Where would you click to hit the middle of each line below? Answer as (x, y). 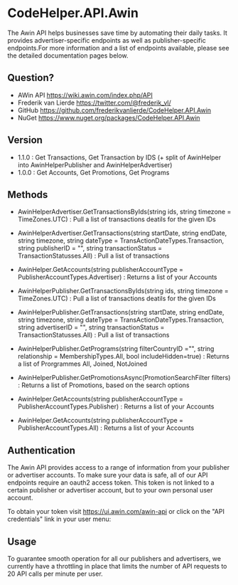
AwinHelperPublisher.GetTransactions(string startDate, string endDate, (121, 312)
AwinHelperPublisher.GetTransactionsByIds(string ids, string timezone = (123, 291)
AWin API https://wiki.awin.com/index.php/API (85, 95)
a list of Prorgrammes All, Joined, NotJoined (82, 364)
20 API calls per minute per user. (55, 574)
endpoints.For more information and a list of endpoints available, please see (118, 48)
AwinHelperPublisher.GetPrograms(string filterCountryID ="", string (116, 349)
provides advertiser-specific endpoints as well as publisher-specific (107, 40)
